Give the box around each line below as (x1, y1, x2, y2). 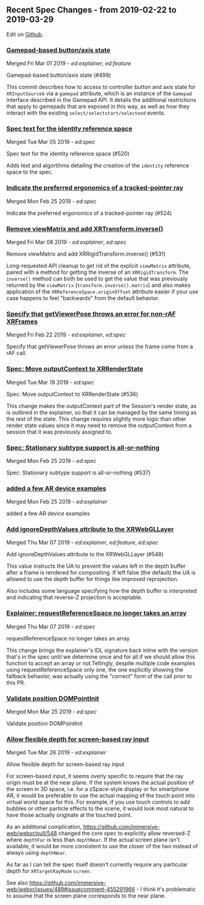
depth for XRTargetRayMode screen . (6, 867, 91, 875)
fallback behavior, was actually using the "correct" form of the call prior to (6, 672, 192, 679)
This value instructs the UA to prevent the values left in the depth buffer (6, 562, 186, 570)
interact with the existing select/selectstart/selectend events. (6, 109, 166, 116)
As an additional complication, (6, 823, 82, 831)
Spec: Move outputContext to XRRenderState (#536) (6, 390, 138, 398)
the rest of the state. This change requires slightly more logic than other (6, 415, 187, 423)
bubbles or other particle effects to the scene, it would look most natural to (6, 805, 194, 812)
